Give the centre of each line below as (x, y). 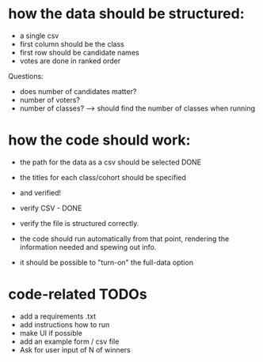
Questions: (26, 76)
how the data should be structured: (126, 14)
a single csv (39, 36)
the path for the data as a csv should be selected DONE (111, 162)
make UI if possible (51, 333)
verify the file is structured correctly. (79, 223)
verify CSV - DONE (51, 208)
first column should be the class (72, 43)
